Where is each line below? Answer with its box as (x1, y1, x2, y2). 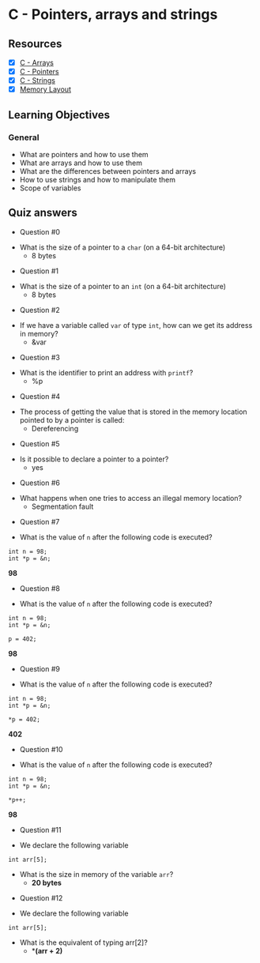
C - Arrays (19, 58, 54, 67)
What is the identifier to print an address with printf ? (19, 367, 194, 377)
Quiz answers (8, 206, 77, 220)
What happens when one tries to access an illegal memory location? (19, 493, 243, 502)
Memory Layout (19, 85, 71, 94)
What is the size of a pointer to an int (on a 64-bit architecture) (19, 281, 227, 291)
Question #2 (19, 305, 61, 314)
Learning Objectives (8, 108, 111, 122)
